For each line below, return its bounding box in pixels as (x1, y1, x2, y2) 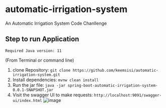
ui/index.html (12, 98, 42, 103)
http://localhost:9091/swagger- (94, 92, 162, 98)
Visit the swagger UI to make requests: (12, 92, 93, 98)
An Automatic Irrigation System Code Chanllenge (5, 20, 107, 26)
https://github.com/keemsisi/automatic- (72, 68, 158, 73)
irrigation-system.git (12, 72, 60, 77)
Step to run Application (5, 35, 79, 43)
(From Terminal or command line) (5, 57, 74, 63)
